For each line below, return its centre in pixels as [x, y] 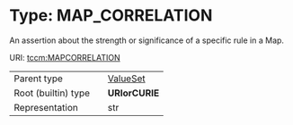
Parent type [38, 79]
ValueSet [126, 79]
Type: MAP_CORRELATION [111, 16]
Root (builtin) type [52, 93]
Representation [46, 107]
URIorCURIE [133, 93]
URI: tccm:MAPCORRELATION [65, 57]
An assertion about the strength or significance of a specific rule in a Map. [147, 40]
